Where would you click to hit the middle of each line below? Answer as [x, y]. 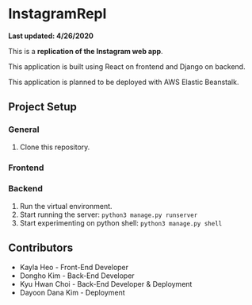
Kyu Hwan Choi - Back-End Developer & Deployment [106, 284]
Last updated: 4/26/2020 [51, 36]
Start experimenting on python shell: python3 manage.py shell [121, 222]
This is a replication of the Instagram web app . [86, 51]
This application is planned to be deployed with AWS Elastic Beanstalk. [124, 82]
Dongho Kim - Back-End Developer [77, 276]
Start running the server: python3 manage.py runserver [109, 214]
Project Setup [43, 107]
